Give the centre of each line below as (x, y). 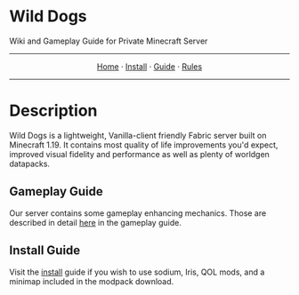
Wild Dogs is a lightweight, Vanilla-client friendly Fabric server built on (138, 135)
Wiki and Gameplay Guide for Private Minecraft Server (109, 41)
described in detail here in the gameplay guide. (96, 222)
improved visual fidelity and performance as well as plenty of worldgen (139, 154)
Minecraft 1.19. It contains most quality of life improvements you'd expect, (144, 145)
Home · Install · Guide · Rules (149, 66)
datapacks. (30, 163)
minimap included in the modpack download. (92, 281)
